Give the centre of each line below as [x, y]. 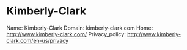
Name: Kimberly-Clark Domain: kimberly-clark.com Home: [80, 28]
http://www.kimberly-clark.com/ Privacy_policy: [66, 34]
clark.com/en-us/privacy [38, 40]
